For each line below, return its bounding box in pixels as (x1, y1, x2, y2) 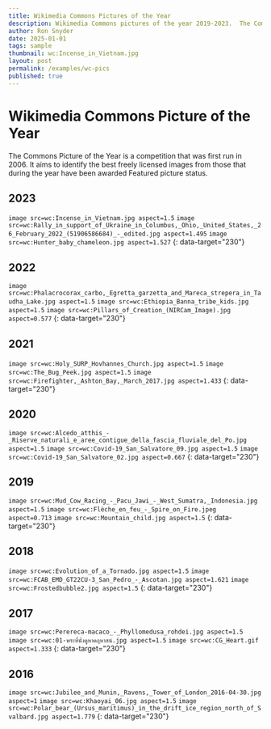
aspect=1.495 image (163, 230, 227, 239)
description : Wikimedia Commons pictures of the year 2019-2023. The (8, 19, 251, 28)
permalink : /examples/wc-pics (8, 65, 110, 73)
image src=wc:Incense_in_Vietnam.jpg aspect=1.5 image (8, 214, 195, 223)
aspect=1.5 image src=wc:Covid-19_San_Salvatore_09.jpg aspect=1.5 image (8, 444, 258, 453)
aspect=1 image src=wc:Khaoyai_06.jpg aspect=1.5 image (8, 697, 197, 706)
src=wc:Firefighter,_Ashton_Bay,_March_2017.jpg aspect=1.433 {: (8, 375, 229, 385)
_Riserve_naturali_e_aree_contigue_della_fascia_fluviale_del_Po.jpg (8, 436, 248, 444)
